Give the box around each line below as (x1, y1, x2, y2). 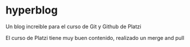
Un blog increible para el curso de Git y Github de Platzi (5, 23, 142, 30)
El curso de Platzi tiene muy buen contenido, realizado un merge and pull (5, 34, 185, 41)
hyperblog (5, 4, 58, 17)
